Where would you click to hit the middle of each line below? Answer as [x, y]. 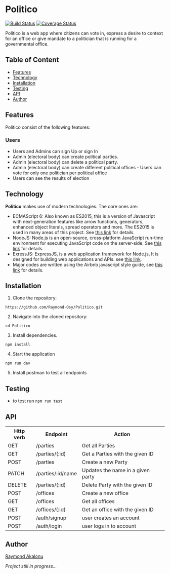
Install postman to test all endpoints [50, 373]
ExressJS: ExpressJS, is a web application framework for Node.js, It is [86, 254]
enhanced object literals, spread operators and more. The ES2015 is [83, 227]
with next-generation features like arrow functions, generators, [78, 221]
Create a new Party [105, 462]
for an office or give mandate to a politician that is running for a [71, 39]
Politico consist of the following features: [48, 127]
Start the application [34, 354]
